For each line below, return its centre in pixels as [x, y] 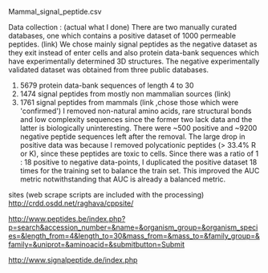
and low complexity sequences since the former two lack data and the [136, 119]
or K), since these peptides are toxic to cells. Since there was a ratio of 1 [139, 153]
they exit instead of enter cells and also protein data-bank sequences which [134, 53]
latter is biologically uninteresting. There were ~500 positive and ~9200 [138, 128]
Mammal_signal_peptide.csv [55, 12]
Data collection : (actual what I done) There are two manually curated [123, 27]
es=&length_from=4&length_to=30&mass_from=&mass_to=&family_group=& [134, 236]
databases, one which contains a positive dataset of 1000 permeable [122, 36]
